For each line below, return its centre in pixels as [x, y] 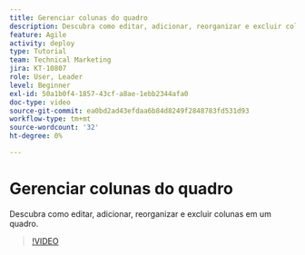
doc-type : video [40, 102]
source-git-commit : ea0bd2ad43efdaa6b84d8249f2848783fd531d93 [129, 111]
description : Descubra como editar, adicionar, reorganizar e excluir [146, 26]
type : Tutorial [38, 52]
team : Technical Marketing [60, 60]
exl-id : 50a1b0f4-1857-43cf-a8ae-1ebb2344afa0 [99, 93]
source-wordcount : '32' [54, 128]
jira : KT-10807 [38, 69]
